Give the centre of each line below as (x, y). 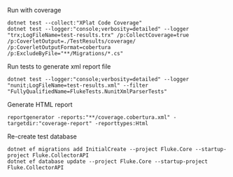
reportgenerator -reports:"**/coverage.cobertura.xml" (89, 118)
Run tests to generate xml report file (59, 66)
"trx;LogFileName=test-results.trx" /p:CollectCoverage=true (98, 35)
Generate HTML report (40, 105)
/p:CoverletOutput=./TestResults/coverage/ (72, 41)
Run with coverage (34, 10)
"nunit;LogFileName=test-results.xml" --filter (78, 85)
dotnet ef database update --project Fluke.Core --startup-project (108, 162)
